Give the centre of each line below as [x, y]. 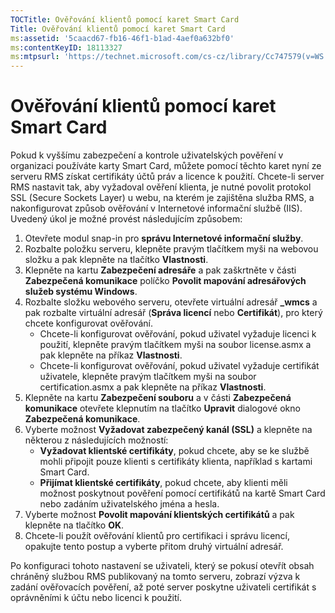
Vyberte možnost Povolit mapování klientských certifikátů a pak [159, 515]
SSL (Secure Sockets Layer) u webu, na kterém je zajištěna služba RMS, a [162, 198]
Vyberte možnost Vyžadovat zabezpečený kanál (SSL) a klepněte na [168, 430]
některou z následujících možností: [96, 440]
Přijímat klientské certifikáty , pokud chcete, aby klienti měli [163, 483]
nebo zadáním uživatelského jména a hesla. [129, 504]
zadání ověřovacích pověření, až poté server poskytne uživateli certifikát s [163, 587]
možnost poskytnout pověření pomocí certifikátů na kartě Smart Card [182, 493]
